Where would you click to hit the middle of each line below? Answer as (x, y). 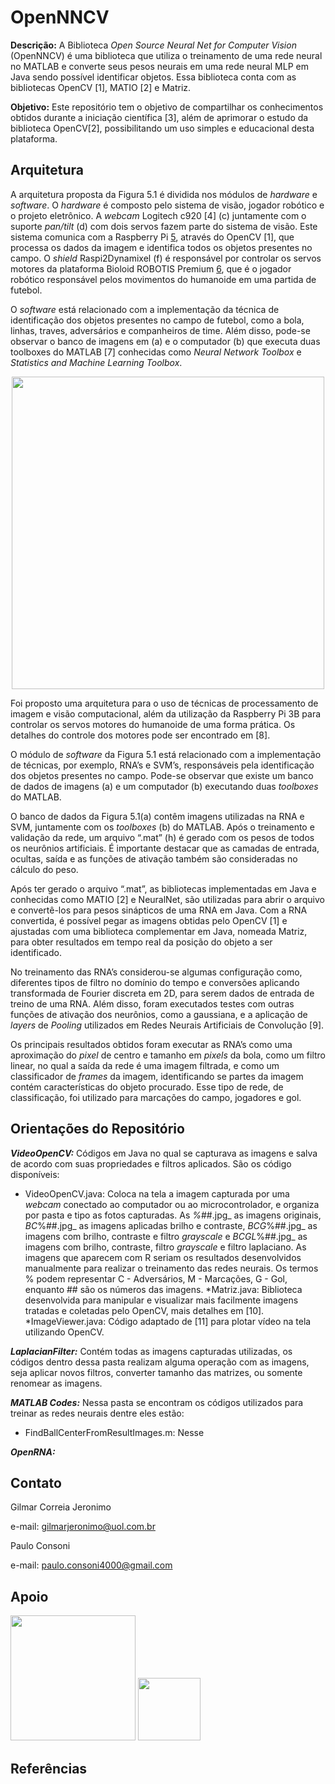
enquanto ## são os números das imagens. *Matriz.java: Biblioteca (163, 1289)
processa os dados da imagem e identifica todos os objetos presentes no (161, 247)
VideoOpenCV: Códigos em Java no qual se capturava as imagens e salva (164, 1153)
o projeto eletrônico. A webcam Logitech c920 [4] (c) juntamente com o (158, 215)
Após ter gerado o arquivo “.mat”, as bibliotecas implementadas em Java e (163, 888)
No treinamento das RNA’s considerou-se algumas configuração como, (156, 972)
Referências (49, 1768)
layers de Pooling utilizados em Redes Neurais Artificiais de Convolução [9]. (167, 1025)
